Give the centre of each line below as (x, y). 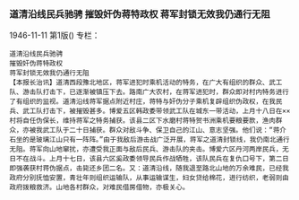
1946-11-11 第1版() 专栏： (55, 35)
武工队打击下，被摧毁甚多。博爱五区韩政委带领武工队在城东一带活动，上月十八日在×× (156, 111)
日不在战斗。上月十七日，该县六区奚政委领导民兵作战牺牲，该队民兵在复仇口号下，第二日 (149, 159)
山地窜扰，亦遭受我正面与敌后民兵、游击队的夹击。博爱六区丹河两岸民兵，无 (169, 150)
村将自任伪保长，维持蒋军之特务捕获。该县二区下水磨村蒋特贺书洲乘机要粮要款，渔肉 (142, 121)
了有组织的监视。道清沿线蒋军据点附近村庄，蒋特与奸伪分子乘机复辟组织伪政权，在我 (142, 102)
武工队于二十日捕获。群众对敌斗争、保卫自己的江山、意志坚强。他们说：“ (158, 130)
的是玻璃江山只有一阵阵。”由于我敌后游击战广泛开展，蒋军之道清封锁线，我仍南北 (149, 140)
